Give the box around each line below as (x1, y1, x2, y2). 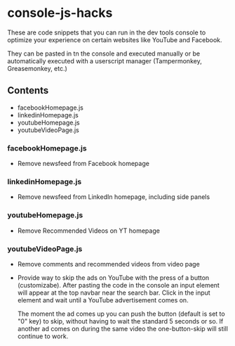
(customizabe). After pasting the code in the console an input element (17, 281, 220, 289)
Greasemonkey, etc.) (7, 64, 68, 72)
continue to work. (17, 332, 69, 340)
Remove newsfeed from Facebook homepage (17, 160, 149, 168)
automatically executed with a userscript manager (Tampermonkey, (7, 56, 202, 65)
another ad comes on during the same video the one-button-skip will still (17, 324, 228, 333)
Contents (7, 84, 49, 96)
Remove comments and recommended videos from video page (17, 259, 200, 268)
